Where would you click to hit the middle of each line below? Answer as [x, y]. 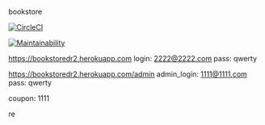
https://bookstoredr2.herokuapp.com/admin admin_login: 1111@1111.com [128, 74]
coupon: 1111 [29, 98]
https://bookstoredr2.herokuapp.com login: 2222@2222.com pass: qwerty [132, 58]
